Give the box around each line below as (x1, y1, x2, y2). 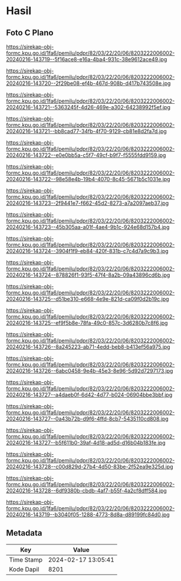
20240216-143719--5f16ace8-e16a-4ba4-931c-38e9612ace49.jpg (6, 56, 167, 63)
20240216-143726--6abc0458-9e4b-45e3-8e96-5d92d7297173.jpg (6, 367, 173, 374)
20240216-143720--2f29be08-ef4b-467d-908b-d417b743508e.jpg (6, 80, 171, 87)
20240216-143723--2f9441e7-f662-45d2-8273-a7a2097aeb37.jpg (6, 199, 169, 206)
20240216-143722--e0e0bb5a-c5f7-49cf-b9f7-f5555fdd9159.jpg (6, 152, 166, 159)
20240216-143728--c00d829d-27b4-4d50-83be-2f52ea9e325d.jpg (6, 463, 173, 470)
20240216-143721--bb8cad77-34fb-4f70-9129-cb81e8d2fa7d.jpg (6, 128, 167, 134)
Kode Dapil (9, 565, 40, 573)
